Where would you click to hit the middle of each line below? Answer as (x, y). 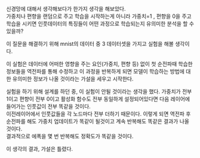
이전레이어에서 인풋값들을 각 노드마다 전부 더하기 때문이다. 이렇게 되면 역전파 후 (99, 114)
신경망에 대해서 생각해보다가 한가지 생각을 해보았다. (66, 9)
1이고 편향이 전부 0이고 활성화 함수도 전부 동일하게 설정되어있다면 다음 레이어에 (98, 99)
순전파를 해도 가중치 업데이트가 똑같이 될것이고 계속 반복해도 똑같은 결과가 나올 (98, 121)
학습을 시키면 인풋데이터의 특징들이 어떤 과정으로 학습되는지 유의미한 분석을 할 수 (100, 24)
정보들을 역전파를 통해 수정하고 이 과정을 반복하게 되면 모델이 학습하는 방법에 (96, 71)
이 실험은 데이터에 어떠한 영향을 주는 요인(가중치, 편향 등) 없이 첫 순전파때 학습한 (99, 64)
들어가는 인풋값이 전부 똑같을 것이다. (48, 106)
